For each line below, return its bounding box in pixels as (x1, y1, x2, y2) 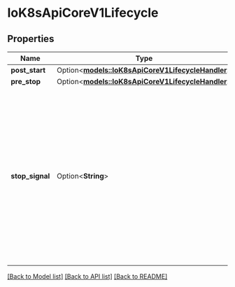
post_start (10, 65, 46, 75)
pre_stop (10, 77, 41, 86)
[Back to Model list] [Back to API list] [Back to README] (7, 272, 168, 281)
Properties (7, 33, 55, 45)
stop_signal (10, 171, 50, 181)
